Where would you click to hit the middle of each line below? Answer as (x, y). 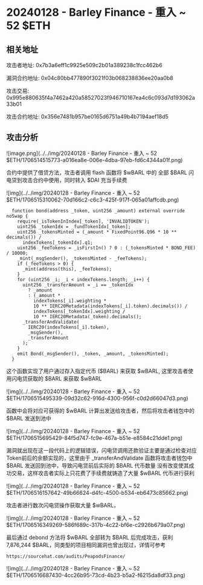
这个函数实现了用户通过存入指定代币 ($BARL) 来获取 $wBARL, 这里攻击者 (97, 371)
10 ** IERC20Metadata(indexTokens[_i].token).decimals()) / (110, 306)
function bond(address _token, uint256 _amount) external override (98, 211)
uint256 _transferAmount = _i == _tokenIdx (78, 285)
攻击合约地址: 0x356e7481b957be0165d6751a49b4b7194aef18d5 (88, 116)
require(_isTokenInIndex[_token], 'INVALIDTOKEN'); (83, 221)
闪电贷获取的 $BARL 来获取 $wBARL (56, 378)
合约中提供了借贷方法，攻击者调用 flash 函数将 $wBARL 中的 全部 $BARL (97, 172)
